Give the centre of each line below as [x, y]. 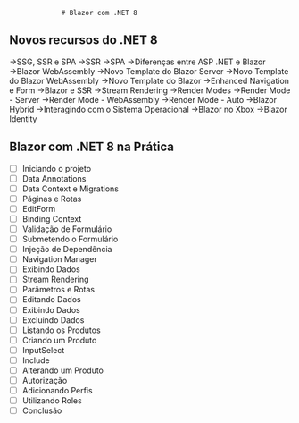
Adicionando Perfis [57, 390]
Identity [23, 118]
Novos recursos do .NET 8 [83, 40]
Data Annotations [54, 178]
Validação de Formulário [67, 229]
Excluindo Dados [53, 320]
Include [36, 360]
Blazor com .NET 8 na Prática [92, 147]
